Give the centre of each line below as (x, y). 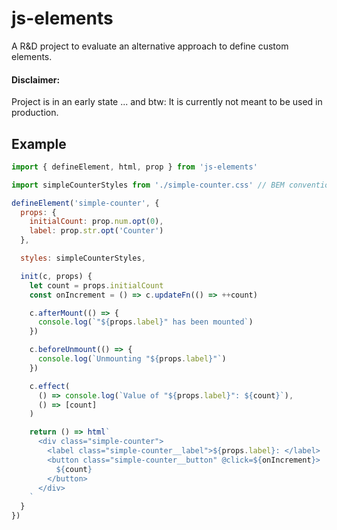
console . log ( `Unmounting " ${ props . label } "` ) (132, 359)
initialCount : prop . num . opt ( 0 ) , (96, 222)
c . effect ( (50, 386)
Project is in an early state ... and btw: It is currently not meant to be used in (167, 102)
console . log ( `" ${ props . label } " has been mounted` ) (145, 322)
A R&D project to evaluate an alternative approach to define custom (150, 46)
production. (35, 113)
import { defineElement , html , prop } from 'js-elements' (134, 167)
